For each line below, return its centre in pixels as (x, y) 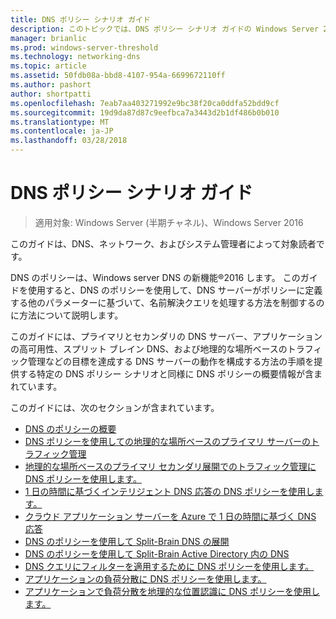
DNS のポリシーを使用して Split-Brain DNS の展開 (127, 541)
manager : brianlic (48, 38)
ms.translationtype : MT (60, 122)
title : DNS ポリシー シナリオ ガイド (80, 19)
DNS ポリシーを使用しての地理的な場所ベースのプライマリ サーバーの (168, 441)
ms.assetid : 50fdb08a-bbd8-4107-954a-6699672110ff (118, 76)
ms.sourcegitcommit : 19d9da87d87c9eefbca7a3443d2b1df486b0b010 (145, 112)
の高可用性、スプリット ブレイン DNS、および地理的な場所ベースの (149, 348)
